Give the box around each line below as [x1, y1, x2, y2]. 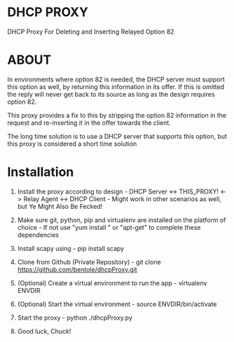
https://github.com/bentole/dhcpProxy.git [17, 265, 138, 273]
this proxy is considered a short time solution [7, 139, 137, 148]
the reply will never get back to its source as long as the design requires [7, 90, 215, 98]
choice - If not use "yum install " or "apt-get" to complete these [17, 223, 201, 231]
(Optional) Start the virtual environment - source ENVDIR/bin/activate [17, 299, 217, 308]
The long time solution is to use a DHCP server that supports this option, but [7, 132, 228, 140]
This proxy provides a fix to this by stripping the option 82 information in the [7, 111, 227, 119]
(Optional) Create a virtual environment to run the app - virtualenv [17, 278, 207, 287]
